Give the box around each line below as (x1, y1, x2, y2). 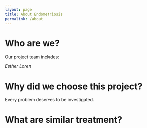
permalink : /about (5, 16, 43, 21)
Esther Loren (5, 64, 31, 69)
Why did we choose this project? (5, 81, 143, 92)
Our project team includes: (5, 54, 59, 60)
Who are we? (5, 37, 60, 49)
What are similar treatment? (5, 114, 123, 126)
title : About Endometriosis (5, 12, 63, 17)
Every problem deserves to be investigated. (5, 97, 94, 103)
